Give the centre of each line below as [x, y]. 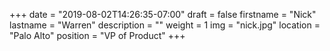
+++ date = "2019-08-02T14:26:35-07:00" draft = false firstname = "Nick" [163, 14]
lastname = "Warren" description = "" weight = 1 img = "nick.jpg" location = [165, 25]
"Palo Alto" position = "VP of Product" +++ [97, 35]
